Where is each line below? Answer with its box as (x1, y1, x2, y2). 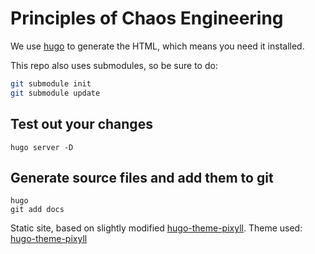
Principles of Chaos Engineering (10, 7, 284, 30)
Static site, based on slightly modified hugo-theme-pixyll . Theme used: (10, 222, 303, 234)
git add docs (10, 205, 65, 215)
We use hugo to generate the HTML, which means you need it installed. (10, 40, 305, 52)
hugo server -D (10, 142, 74, 152)
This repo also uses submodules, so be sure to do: (10, 59, 218, 71)
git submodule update (10, 88, 101, 98)
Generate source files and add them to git (10, 169, 274, 186)
